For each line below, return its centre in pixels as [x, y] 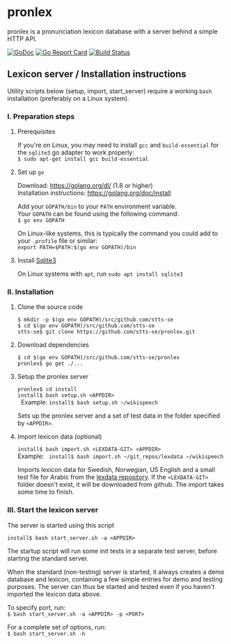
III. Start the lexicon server [53, 510]
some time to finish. [46, 492]
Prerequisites [36, 132]
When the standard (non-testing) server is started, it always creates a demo [116, 572]
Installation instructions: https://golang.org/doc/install [94, 193]
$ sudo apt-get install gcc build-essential [83, 159]
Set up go [31, 172]
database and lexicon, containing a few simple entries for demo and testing [115, 579]
